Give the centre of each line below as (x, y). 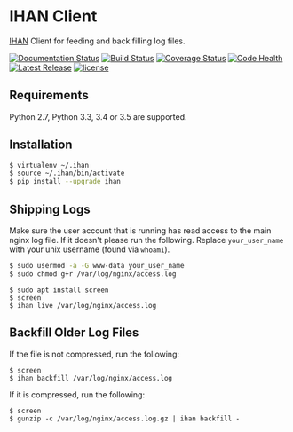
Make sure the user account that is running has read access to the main (140, 231)
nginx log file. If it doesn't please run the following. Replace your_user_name (146, 240)
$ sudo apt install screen (59, 290)
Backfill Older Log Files (74, 333)
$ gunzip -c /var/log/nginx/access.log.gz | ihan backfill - (125, 419)
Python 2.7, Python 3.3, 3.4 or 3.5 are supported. (99, 116)
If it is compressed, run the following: (77, 394)
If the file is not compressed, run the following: (95, 354)
